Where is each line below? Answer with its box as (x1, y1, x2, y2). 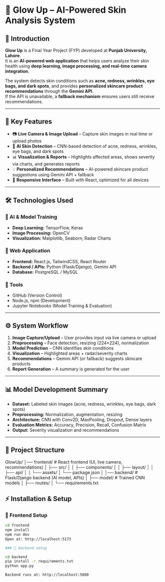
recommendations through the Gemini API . (5, 88, 94, 94)
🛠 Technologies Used (5, 196, 74, 205)
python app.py (5, 563, 34, 569)
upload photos (12, 138, 42, 144)
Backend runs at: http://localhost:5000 (5, 572, 89, 578)
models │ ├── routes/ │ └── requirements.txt (5, 480, 99, 486)
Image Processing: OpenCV (12, 230, 70, 236)
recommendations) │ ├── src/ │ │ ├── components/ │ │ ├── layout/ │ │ (5, 464, 154, 470)
